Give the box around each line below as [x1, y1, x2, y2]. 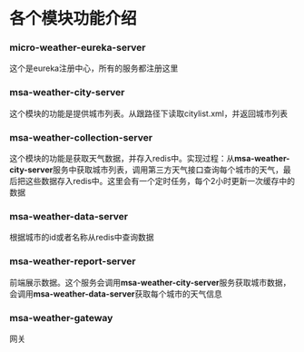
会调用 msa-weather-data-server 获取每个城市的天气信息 [9, 288, 222, 299]
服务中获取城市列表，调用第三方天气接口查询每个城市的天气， [53, 164, 284, 175]
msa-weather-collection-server [9, 131, 152, 143]
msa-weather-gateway [9, 311, 113, 324]
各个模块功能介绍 [9, 8, 138, 29]
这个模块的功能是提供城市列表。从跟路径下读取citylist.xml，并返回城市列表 [9, 108, 289, 119]
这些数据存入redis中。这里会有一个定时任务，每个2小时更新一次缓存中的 [25, 176, 296, 187]
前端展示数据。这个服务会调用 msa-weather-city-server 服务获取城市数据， [9, 277, 291, 288]
